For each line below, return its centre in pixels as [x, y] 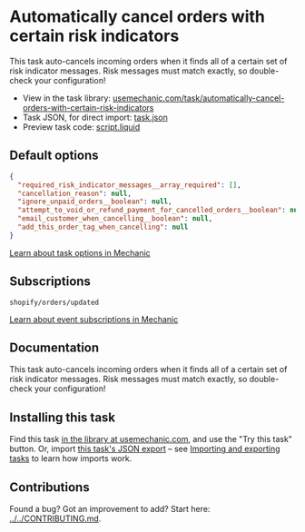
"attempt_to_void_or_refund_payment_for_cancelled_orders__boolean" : [152, 211]
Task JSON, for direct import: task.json [95, 117]
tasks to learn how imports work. [71, 458]
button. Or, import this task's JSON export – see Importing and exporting [145, 449]
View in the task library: [67, 98]
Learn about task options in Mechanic [80, 252]
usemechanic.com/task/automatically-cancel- [199, 98]
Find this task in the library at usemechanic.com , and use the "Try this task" [151, 439]
